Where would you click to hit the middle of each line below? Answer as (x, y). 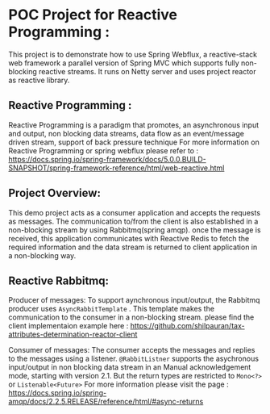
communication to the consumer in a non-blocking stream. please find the (131, 317)
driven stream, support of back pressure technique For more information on (134, 142)
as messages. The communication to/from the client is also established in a (133, 221)
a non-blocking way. (42, 255)
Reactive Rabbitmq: (59, 280)
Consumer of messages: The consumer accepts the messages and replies (132, 350)
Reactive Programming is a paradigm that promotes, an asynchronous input (134, 125)
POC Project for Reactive (93, 15)
